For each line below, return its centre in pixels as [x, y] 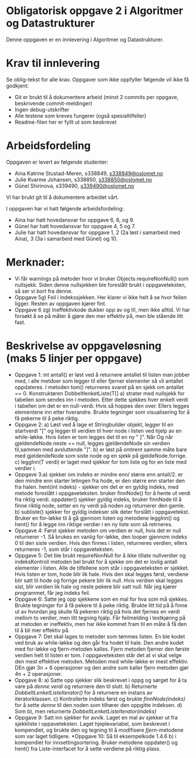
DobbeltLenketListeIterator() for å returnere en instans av [83, 692]
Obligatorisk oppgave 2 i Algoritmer [94, 11]
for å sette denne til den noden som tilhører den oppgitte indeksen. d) [98, 705]
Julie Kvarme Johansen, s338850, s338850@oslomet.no [83, 180]
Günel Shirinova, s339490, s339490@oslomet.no [74, 185]
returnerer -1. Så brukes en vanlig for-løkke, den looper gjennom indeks [101, 537]
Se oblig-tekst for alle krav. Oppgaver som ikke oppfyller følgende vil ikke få [97, 79]
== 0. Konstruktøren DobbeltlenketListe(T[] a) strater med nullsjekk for [99, 393]
